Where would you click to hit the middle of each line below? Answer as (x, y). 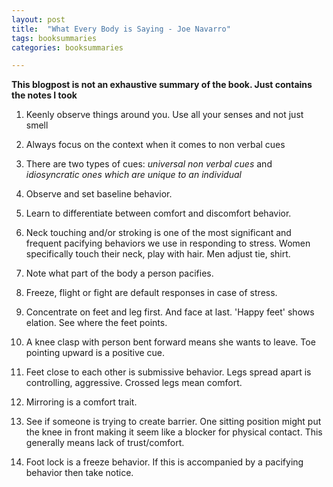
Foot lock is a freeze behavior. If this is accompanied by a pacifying (164, 462)
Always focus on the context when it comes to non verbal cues (155, 145)
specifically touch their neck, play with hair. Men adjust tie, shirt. (158, 254)
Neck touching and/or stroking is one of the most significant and (158, 233)
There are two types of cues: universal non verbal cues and (149, 164)
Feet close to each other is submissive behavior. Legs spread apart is (168, 372)
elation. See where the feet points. (96, 323)
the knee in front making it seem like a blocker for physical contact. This (174, 432)
